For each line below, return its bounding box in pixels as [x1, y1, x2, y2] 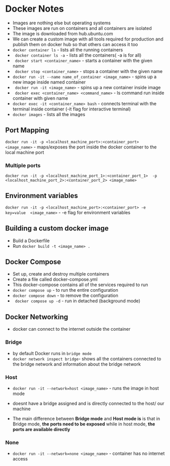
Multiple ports [5, 162, 41, 169]
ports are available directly [12, 426, 70, 432]
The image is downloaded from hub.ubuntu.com [12, 30, 113, 36]
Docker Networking [5, 313, 68, 321]
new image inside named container [12, 79, 86, 85]
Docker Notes [5, 3, 64, 15]
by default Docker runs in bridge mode [12, 350, 92, 356]
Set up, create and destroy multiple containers [12, 271, 110, 277]
